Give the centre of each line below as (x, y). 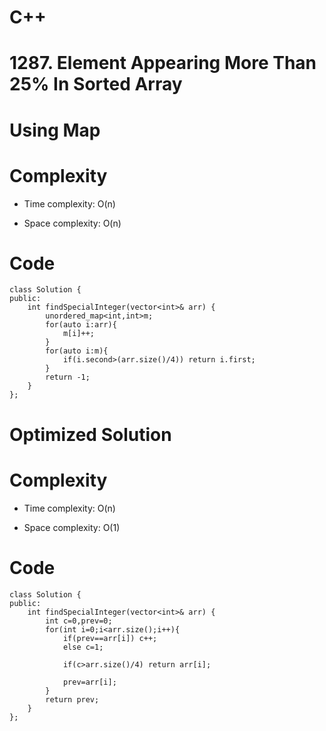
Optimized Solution (90, 434)
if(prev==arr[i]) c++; (110, 638)
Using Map (55, 130)
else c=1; (83, 647)
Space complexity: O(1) (72, 527)
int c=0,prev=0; (79, 621)
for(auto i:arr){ (81, 325)
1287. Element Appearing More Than (163, 63)
